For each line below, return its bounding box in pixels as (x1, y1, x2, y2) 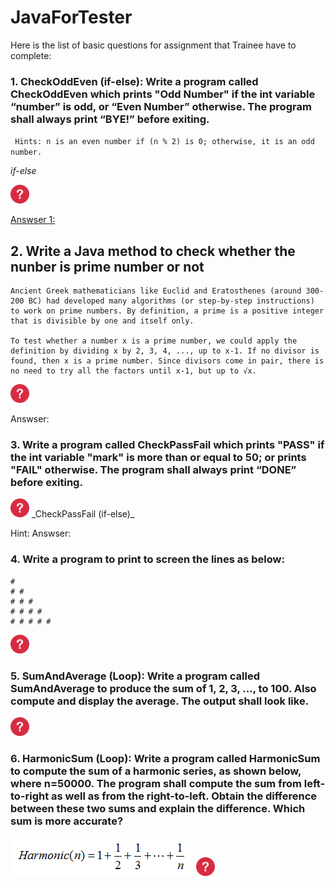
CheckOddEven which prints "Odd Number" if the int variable (10, 87, 316, 101)
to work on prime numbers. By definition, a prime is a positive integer (10, 306, 325, 316)
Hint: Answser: (10, 527, 72, 540)
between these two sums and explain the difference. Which (10, 801, 306, 815)
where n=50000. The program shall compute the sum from (10, 776, 302, 790)
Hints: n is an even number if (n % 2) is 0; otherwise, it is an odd (14, 137, 315, 147)
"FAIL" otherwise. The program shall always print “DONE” (10, 462, 297, 476)
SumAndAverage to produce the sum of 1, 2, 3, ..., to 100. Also (10, 681, 317, 695)
